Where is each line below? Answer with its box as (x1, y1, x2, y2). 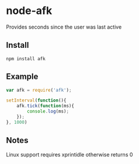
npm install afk (6, 55, 46, 62)
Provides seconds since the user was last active (6, 23, 122, 30)
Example (6, 72, 39, 82)
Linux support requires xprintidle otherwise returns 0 (6, 151, 133, 158)
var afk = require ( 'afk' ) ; (6, 87, 72, 93)
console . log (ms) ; (27, 109, 69, 114)
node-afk (6, 4, 53, 18)
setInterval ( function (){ (6, 97, 67, 103)
